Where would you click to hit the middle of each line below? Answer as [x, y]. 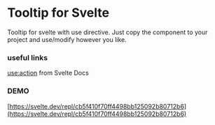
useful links [27, 57]
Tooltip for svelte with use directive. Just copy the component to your [107, 32]
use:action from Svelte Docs [48, 73]
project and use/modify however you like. [67, 39]
